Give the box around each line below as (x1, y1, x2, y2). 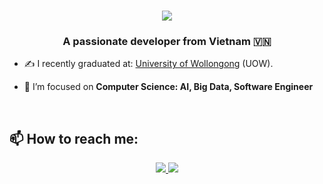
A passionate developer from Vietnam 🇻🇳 (62, 35, 272, 49)
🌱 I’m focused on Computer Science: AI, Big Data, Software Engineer (23, 81, 314, 93)
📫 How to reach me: (9, 130, 139, 147)
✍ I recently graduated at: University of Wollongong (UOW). (23, 58, 274, 70)
